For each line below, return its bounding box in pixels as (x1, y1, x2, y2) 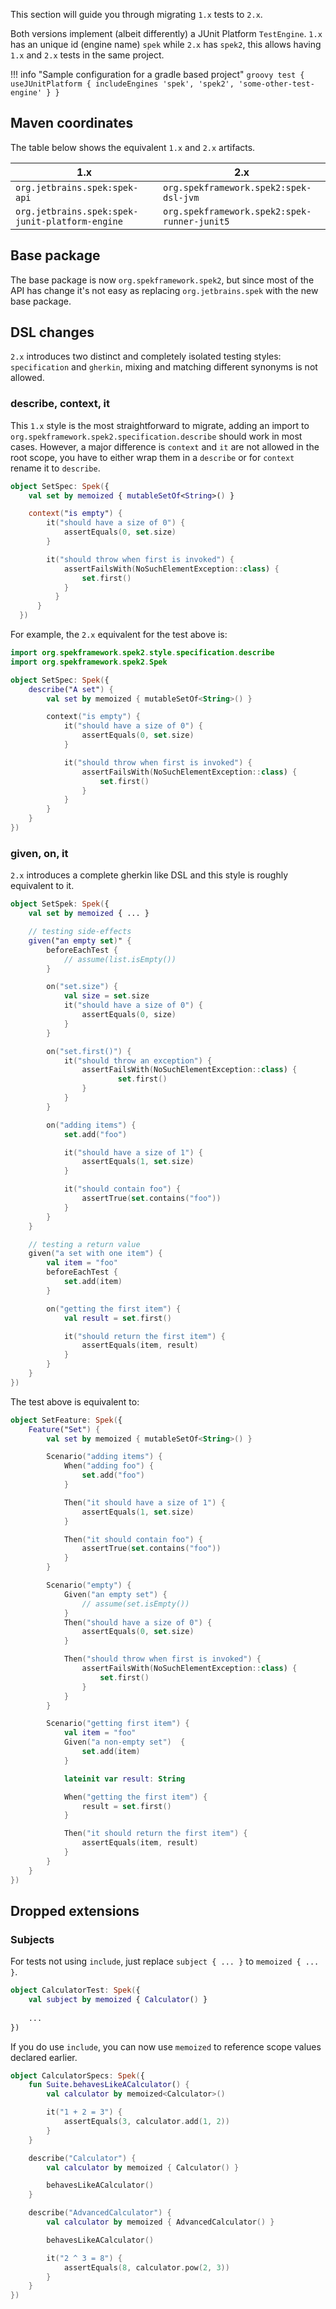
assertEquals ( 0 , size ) (81, 1010, 177, 1020)
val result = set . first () (63, 1313, 172, 1323)
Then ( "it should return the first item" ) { (63, 1829, 248, 1839)
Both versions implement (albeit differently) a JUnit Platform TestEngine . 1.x (10, 28, 323, 39)
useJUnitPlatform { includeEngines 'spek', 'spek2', (10, 79, 235, 89)
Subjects (10, 1932, 55, 1946)
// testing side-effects (28, 927, 132, 937)
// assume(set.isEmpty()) (81, 1599, 190, 1609)
